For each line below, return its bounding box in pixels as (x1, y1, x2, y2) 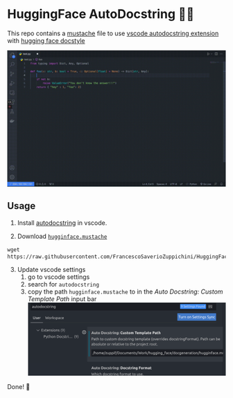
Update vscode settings (17, 265, 86, 273)
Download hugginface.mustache (17, 232, 107, 240)
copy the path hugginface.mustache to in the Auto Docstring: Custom (27, 287, 223, 296)
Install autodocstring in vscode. (17, 218, 107, 227)
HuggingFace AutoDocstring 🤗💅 (7, 6, 195, 22)
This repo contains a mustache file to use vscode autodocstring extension (7, 29, 219, 37)
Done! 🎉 (7, 382, 31, 390)
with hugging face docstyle (7, 36, 85, 44)
